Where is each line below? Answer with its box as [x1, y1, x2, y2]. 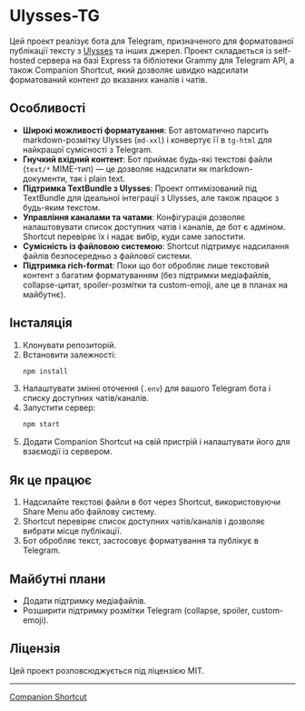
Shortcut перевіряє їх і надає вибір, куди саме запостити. [22, 231, 247, 242]
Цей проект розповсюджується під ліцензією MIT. [9, 665, 205, 676]
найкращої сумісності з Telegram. [22, 144, 153, 155]
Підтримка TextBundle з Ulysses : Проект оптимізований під [22, 183, 257, 194]
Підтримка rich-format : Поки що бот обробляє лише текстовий [22, 260, 270, 271]
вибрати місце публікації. [22, 526, 123, 536]
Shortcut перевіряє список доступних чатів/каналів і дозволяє [22, 516, 265, 527]
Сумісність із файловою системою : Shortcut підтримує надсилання [22, 240, 290, 251]
